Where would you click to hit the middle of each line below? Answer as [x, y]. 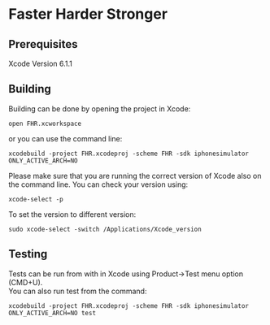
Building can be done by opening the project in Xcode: [100, 108]
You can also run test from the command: [78, 291]
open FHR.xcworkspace [45, 123]
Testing [28, 254]
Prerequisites [43, 44]
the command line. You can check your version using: [98, 184]
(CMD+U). [26, 282]
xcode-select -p [36, 199]
